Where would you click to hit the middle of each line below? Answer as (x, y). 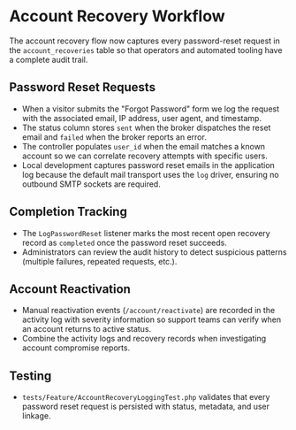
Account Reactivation (70, 289)
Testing (30, 376)
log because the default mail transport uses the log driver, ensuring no (151, 174)
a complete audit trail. (49, 59)
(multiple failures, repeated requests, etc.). (99, 261)
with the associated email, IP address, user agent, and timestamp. (142, 118)
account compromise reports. (76, 348)
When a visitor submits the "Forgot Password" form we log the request (151, 109)
